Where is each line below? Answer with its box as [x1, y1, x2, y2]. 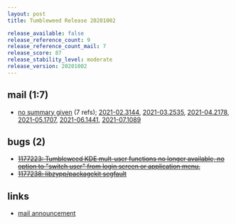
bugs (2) [7, 135, 46, 147]
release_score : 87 [7, 50, 62, 57]
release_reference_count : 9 [7, 36, 91, 43]
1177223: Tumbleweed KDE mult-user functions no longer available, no [17, 155, 225, 163]
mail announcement [17, 209, 76, 218]
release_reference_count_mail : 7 [7, 43, 107, 50]
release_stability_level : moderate [7, 56, 113, 64]
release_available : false [7, 30, 84, 37]
